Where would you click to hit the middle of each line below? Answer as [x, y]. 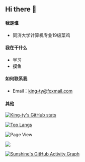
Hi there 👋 [21, 9]
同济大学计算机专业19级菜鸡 [41, 35]
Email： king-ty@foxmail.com [42, 91]
